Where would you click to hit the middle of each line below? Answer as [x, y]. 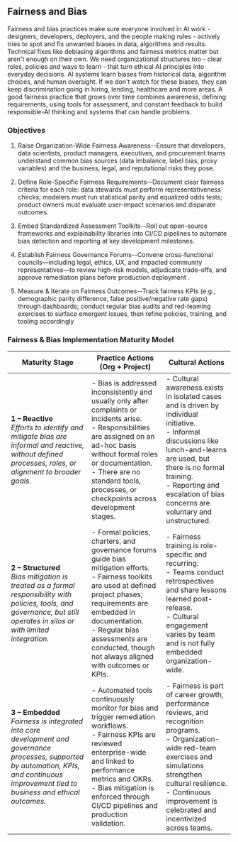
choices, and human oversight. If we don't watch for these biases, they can [117, 82]
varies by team [191, 635]
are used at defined [124, 586]
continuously [113, 699]
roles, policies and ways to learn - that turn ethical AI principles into [106, 66]
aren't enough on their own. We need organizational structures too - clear [115, 59]
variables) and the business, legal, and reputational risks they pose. [116, 168]
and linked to [113, 761]
